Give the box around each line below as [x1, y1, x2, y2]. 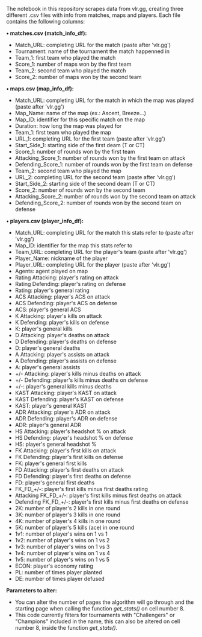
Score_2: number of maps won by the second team [14, 74, 142, 80]
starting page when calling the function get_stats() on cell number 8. [14, 605, 185, 612]
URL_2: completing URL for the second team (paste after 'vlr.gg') [14, 174, 176, 180]
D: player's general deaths [14, 344, 81, 352]
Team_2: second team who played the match [14, 67, 126, 74]
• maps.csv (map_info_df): [6, 85, 74, 92]
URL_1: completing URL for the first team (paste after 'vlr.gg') [14, 135, 165, 142]
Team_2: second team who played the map [14, 167, 122, 174]
